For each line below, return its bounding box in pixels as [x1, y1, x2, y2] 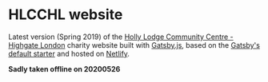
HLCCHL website [8, 6, 123, 24]
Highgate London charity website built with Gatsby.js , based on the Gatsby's [8, 40, 260, 49]
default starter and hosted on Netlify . [8, 49, 130, 58]
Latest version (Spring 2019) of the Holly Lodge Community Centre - [8, 32, 234, 41]
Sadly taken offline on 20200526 [8, 64, 121, 73]
